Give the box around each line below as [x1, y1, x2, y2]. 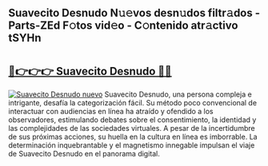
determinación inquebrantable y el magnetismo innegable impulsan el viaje [8, 140, 255, 150]
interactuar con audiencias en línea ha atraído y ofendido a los [8, 107, 214, 116]
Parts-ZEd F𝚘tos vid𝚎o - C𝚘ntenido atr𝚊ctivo [8, 19, 238, 33]
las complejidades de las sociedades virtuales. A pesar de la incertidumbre [8, 124, 255, 132]
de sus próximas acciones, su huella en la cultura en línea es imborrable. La [8, 132, 258, 141]
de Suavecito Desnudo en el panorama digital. [8, 149, 160, 158]
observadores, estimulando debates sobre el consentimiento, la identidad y [8, 115, 257, 125]
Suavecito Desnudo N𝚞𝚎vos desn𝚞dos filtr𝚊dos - [8, 6, 261, 20]
